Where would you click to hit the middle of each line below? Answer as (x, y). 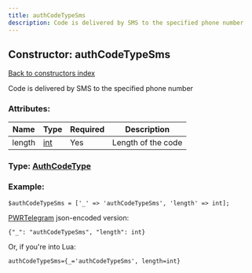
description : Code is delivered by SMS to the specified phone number (126, 23)
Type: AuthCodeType (50, 166)
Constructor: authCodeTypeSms (89, 55)
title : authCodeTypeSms (47, 15)
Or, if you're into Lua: (42, 246)
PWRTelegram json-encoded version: (69, 217)
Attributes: (29, 109)
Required (88, 129)
